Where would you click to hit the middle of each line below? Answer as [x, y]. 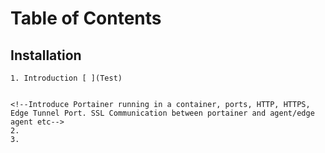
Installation [46, 55]
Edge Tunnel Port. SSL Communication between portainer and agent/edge [162, 113]
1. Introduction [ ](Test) [66, 78]
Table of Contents [86, 18]
